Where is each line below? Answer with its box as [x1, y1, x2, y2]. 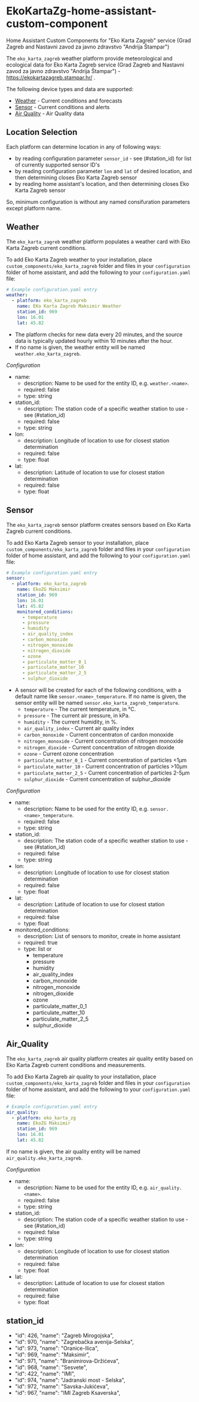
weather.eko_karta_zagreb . [14, 349, 81, 357]
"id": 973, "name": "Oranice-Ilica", [14, 1344, 99, 1352]
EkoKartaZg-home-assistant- [6, 4, 157, 18]
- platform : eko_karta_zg [11, 1115, 76, 1121]
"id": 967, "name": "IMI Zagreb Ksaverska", [14, 1389, 121, 1396]
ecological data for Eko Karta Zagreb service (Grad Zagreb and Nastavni [6, 61, 185, 68]
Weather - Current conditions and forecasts [14, 97, 123, 104]
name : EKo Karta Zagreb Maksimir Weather [17, 303, 121, 309]
